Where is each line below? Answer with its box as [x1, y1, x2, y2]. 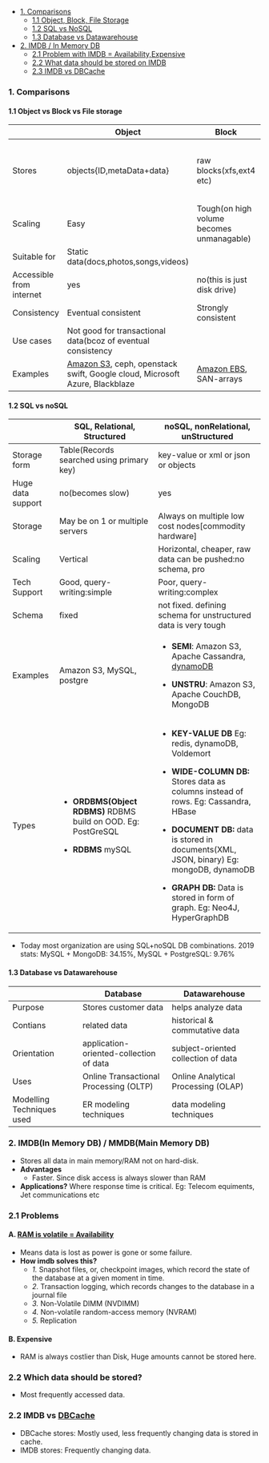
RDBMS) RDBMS [72, 806, 136, 817]
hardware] [158, 530, 198, 542]
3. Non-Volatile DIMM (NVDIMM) [31, 1298, 140, 1308]
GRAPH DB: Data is [171, 882, 244, 893]
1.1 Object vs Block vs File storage [8, 106, 122, 115]
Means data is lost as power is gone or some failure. [19, 1247, 192, 1257]
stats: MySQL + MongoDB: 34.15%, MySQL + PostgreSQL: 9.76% [19, 949, 235, 959]
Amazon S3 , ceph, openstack [66, 358, 178, 369]
